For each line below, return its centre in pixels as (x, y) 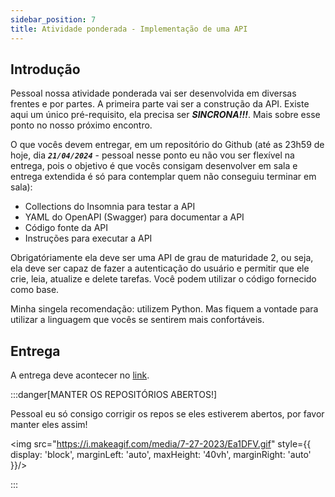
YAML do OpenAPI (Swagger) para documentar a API (134, 217)
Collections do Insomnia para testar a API (110, 207)
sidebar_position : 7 (53, 19)
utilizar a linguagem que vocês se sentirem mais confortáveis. (137, 320)
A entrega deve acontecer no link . (80, 375)
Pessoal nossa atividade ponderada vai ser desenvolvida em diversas (153, 93)
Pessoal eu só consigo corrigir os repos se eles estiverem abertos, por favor (167, 414)
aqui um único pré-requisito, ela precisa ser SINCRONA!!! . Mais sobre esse (165, 115)
